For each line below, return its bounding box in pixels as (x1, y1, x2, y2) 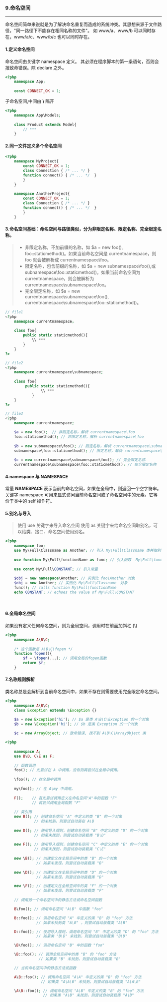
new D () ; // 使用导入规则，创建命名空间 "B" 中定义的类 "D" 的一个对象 (14, 828, 148, 833)
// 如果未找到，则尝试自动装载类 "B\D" (34, 833, 106, 838)
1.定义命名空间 (5, 46, 35, 52)
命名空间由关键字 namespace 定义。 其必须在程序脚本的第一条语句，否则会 (5, 58, 159, 64)
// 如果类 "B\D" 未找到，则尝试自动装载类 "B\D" (36, 934, 128, 939)
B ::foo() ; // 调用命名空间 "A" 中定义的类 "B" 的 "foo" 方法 (14, 916, 133, 921)
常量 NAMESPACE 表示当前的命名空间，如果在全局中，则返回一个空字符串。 (5, 486, 162, 492)
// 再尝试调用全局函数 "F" (31, 800, 81, 805)
